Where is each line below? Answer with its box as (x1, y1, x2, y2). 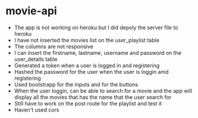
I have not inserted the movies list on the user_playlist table (14, 36, 160, 44)
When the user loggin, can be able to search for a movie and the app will (14, 87, 193, 94)
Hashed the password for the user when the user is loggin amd (14, 68, 169, 75)
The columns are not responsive (14, 43, 93, 50)
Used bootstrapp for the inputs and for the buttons (14, 80, 138, 88)
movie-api (5, 4, 57, 18)
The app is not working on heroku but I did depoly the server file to (14, 24, 178, 31)
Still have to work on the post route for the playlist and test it (14, 100, 162, 107)
